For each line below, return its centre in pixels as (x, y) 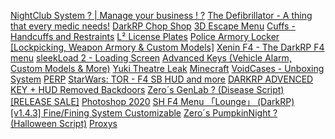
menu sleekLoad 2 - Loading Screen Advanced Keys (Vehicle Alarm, (151, 58)
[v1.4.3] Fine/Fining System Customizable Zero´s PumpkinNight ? (144, 113)
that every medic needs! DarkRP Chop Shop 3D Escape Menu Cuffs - (153, 26)
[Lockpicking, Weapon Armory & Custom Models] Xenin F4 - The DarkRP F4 (167, 47)
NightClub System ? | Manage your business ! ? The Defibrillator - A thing (161, 15)
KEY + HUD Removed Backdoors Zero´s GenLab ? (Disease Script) (147, 89)
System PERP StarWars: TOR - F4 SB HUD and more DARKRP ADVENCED (162, 79)
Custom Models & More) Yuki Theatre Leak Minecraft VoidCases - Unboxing (167, 68)
